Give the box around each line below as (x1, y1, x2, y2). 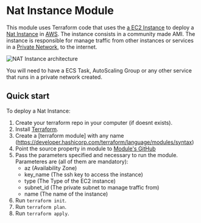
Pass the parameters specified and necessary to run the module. (15, 151, 178, 158)
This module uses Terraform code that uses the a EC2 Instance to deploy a (6, 24, 194, 31)
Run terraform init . (15, 196, 67, 204)
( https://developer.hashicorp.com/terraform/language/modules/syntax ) (15, 138, 194, 146)
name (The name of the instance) (24, 190, 108, 197)
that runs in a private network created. (6, 73, 102, 80)
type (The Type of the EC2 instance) (24, 177, 116, 185)
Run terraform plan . (15, 203, 67, 210)
